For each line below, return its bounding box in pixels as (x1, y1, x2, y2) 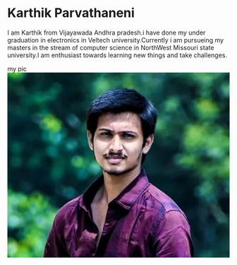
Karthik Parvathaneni (7, 5, 135, 21)
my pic (7, 64, 27, 73)
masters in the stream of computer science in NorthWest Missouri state (7, 43, 214, 52)
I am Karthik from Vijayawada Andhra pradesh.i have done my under (7, 28, 206, 37)
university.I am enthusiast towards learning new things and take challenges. (7, 51, 228, 59)
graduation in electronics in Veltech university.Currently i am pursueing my (7, 35, 224, 44)
